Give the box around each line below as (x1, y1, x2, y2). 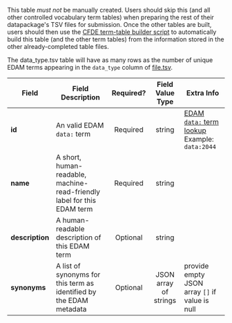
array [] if (184, 287, 216, 296)
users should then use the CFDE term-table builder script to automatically (7, 28, 217, 36)
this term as (55, 279, 95, 288)
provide (184, 262, 209, 271)
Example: (184, 135, 214, 144)
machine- (55, 179, 88, 188)
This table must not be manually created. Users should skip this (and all (7, 6, 211, 14)
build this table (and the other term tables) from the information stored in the (7, 35, 224, 43)
